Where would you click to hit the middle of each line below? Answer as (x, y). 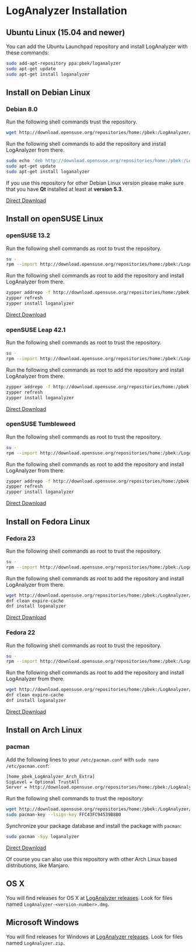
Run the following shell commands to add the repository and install (86, 144)
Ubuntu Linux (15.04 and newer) (66, 32)
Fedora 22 (21, 632)
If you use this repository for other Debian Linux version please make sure (95, 183)
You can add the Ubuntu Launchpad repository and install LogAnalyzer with (97, 46)
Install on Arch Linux (44, 730)
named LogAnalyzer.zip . (36, 943)
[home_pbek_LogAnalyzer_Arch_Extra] (50, 776)
